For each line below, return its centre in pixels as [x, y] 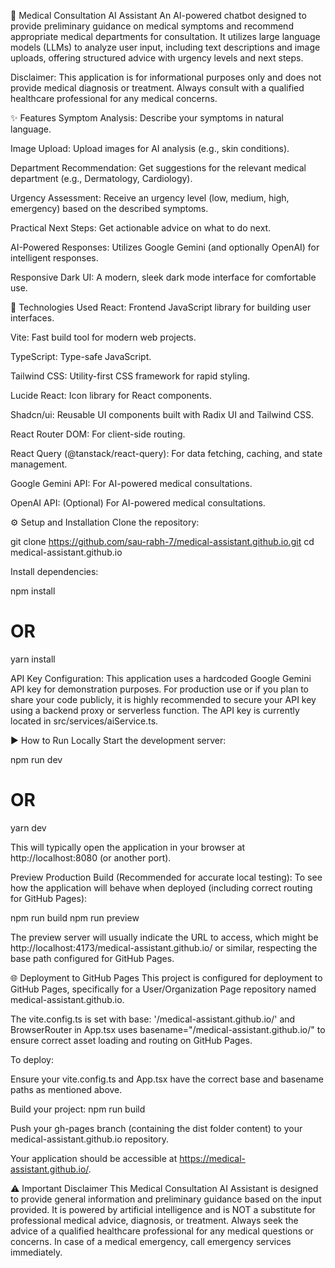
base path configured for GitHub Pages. [92, 958]
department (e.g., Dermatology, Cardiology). [101, 178]
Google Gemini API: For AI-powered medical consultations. [131, 483]
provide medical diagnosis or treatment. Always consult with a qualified [157, 88]
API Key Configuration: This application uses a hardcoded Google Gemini [161, 678]
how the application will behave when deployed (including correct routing [161, 887]
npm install [33, 591]
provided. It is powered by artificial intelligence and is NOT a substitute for [163, 1209]
